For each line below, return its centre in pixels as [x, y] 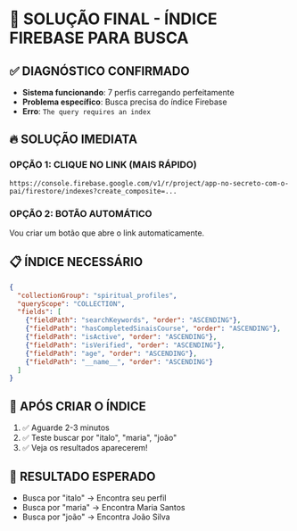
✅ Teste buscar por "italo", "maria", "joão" [99, 438]
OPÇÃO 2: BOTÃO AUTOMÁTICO [81, 213]
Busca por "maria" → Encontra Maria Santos [103, 507]
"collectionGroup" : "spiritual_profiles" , [97, 295]
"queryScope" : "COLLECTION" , [71, 303]
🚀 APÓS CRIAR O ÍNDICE [78, 406]
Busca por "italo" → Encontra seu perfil [94, 498]
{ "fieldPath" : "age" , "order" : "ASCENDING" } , [111, 353]
